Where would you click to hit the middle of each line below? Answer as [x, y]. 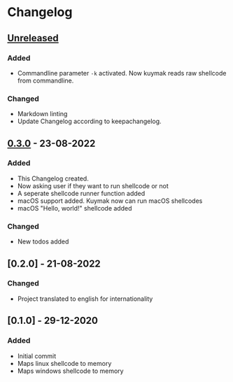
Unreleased [33, 38]
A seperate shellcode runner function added [81, 193]
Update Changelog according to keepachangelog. [90, 121]
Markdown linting [42, 114]
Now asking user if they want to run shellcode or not [93, 185]
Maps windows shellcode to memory [70, 371]
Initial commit [37, 356]
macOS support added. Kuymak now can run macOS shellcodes [110, 201]
